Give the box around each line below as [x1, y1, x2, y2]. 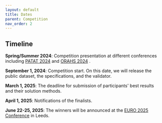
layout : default [5, 7, 39, 12]
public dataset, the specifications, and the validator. [5, 73, 111, 79]
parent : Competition [5, 16, 48, 21]
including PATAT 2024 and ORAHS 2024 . [5, 58, 91, 64]
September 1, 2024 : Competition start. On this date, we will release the [5, 68, 152, 74]
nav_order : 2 [5, 21, 32, 26]
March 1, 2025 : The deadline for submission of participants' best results [5, 83, 154, 89]
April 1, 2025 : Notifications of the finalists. [5, 98, 92, 104]
